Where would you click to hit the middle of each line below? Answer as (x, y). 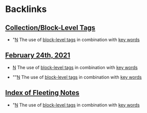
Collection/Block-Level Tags (50, 28)
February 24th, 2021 (38, 55)
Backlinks (26, 9)
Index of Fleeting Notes (42, 93)
